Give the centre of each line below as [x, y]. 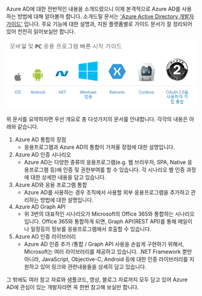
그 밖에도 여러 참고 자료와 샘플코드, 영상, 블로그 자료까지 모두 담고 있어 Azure [97, 279]
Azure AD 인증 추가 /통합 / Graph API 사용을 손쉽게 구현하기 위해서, [104, 244]
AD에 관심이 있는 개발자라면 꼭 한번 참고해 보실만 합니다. [73, 287]
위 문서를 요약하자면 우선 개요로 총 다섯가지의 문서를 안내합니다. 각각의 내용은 [97, 119]
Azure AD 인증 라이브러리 [46, 236]
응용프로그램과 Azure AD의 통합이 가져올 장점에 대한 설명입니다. [99, 147]
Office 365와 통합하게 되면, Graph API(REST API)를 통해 [109, 221]
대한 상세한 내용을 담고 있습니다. [68, 177]
